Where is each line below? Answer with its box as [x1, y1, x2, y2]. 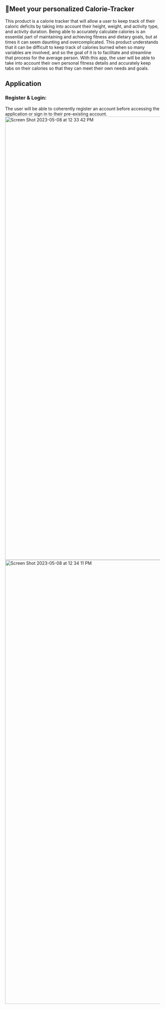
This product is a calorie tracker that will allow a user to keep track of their [5, 18, 156, 24]
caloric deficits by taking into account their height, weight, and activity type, [5, 23, 159, 29]
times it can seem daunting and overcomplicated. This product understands [5, 39, 159, 45]
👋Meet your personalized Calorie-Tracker [5, 5, 135, 13]
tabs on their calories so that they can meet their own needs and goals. [5, 65, 149, 71]
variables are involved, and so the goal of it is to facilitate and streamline [5, 49, 151, 55]
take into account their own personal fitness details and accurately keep [5, 60, 151, 66]
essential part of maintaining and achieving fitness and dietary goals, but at [5, 34, 158, 39]
